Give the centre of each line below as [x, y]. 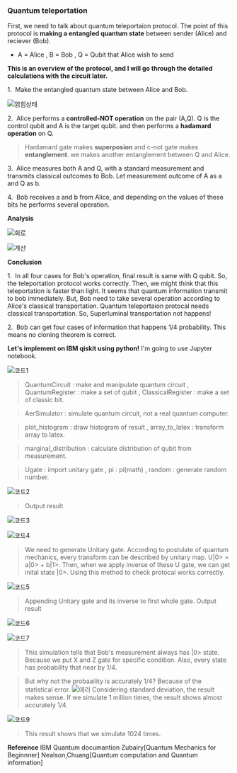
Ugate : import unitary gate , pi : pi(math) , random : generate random [126, 470]
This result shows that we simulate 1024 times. [93, 734]
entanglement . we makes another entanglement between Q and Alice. [127, 155]
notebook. [22, 356]
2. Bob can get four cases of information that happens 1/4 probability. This [117, 327]
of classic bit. [44, 400]
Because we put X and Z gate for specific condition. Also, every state [126, 660]
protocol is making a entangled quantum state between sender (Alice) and [117, 33]
